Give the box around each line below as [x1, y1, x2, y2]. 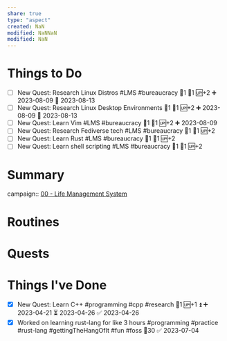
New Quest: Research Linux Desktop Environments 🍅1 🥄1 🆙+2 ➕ [17, 104, 201, 112]
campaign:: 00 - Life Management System [7, 190, 127, 198]
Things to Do [7, 66, 82, 82]
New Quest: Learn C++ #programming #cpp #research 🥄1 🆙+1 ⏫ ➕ [17, 300, 208, 308]
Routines [7, 214, 60, 230]
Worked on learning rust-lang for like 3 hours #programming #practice [17, 318, 219, 326]
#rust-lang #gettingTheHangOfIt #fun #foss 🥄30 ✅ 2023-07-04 [17, 326, 199, 334]
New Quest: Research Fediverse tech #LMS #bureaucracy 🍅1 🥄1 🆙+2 [17, 127, 216, 135]
